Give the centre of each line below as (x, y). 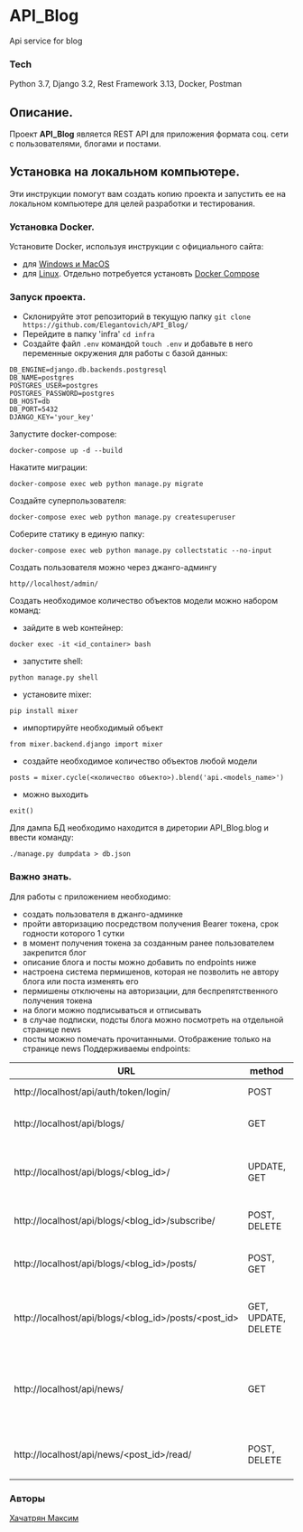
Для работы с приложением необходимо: (90, 897)
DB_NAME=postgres (42, 378)
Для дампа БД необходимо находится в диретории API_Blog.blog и (139, 828)
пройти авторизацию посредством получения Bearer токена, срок (151, 924)
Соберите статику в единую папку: (77, 534)
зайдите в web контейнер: (73, 628)
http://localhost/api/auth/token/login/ (92, 1092)
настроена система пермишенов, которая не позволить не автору (151, 972)
